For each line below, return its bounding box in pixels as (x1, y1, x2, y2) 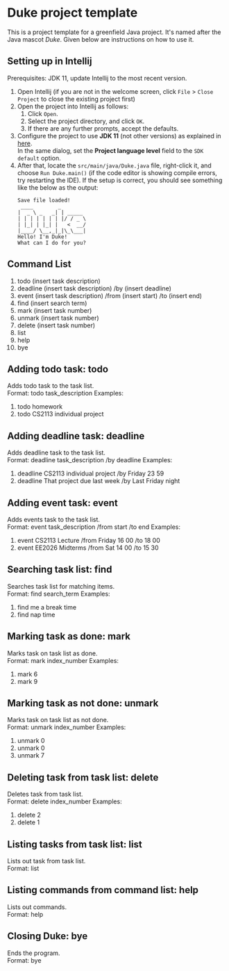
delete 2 (17, 811, 42, 819)
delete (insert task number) (17, 321, 96, 329)
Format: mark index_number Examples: (7, 656, 119, 664)
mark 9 (17, 677, 38, 685)
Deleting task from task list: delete (7, 772, 159, 783)
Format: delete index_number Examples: (7, 797, 123, 806)
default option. (17, 154, 61, 162)
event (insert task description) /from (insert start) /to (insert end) (17, 291, 203, 300)
